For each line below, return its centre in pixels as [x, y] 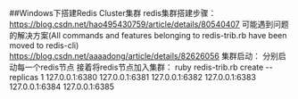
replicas [24, 77]
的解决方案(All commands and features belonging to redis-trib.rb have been [148, 35]
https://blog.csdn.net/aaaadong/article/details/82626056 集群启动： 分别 [144, 56]
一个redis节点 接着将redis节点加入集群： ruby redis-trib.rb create [144, 67]
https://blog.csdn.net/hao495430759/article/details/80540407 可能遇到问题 [149, 24]
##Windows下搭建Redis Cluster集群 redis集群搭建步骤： [113, 13]
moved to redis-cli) [44, 45]
